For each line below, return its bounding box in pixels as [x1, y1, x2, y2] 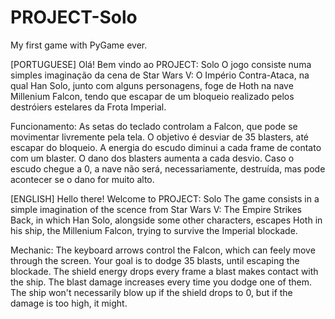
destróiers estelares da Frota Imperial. [10, 101, 167, 113]
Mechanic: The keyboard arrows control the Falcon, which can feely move [10, 244, 316, 256]
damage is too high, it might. [10, 297, 128, 309]
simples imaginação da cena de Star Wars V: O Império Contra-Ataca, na [10, 69, 310, 81]
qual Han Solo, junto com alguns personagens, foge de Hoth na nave [10, 79, 294, 91]
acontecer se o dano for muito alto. [10, 173, 155, 185]
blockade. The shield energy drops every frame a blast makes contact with [10, 265, 319, 277]
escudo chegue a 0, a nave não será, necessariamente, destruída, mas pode [10, 162, 326, 175]
